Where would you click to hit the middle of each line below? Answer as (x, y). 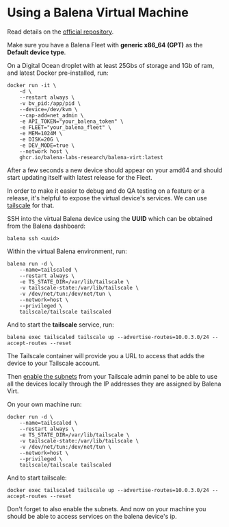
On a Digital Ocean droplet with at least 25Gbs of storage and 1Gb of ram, (111, 65)
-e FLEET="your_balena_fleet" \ (65, 127)
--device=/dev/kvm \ (49, 109)
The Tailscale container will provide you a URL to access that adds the (106, 355)
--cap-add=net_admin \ (52, 115)
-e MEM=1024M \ (41, 133)
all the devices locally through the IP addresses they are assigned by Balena (114, 384)
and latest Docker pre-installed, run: (58, 73)
